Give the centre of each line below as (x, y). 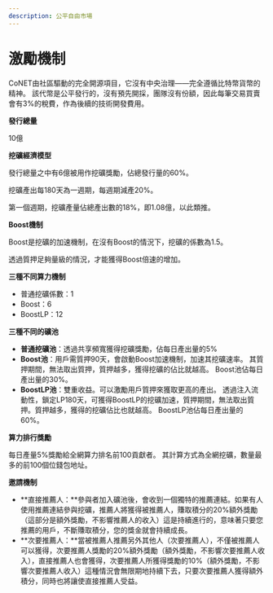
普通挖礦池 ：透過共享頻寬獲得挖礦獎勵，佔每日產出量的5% (119, 349)
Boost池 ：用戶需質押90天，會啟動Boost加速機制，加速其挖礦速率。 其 (138, 358)
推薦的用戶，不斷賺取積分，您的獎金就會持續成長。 (106, 529)
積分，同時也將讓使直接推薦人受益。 (81, 581)
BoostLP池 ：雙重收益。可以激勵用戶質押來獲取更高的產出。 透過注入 (136, 389)
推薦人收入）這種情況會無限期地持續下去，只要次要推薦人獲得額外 (152, 570)
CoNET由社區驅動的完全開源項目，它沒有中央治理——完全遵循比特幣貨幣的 (134, 83)
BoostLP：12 (42, 314)
